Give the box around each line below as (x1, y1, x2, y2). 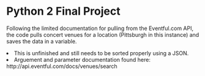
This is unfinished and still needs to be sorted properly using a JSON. (14, 49, 189, 56)
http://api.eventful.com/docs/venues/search (6, 63, 117, 70)
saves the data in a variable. (6, 37, 77, 45)
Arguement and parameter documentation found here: (14, 56, 151, 63)
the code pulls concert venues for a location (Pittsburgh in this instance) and (6, 31, 199, 38)
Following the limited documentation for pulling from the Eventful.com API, (6, 25, 194, 32)
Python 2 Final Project (6, 4, 121, 18)
